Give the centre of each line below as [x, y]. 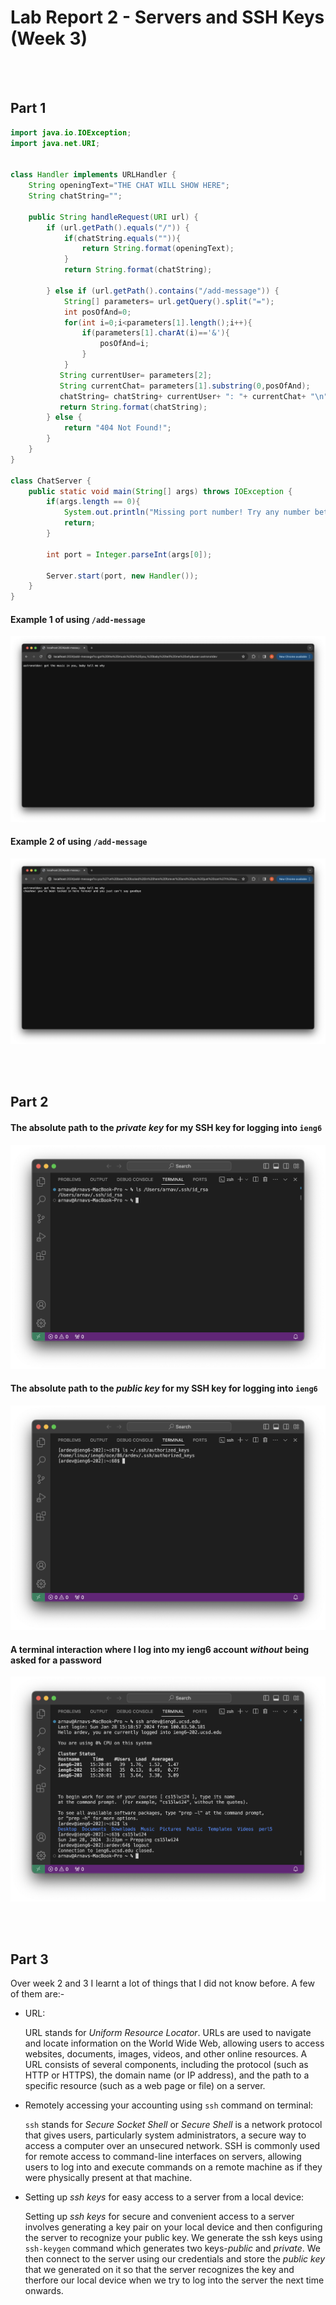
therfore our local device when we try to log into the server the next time [174, 2280]
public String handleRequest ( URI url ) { [113, 217]
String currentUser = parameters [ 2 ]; [136, 375]
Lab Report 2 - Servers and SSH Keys [167, 17]
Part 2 [29, 1102]
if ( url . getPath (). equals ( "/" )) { [118, 227]
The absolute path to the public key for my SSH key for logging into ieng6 [164, 1388]
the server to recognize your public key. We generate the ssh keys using [173, 2238]
